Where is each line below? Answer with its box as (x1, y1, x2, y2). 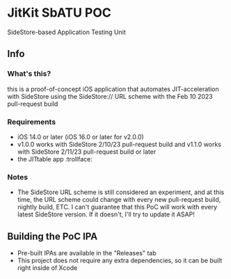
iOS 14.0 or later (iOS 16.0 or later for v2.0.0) (17, 132, 144, 141)
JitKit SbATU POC (7, 5, 111, 21)
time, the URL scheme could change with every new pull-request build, (17, 196, 221, 204)
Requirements (7, 117, 56, 127)
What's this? (7, 69, 51, 79)
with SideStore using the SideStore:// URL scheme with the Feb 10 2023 (7, 92, 214, 100)
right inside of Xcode (17, 264, 78, 272)
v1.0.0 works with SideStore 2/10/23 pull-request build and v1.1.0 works (17, 140, 221, 148)
